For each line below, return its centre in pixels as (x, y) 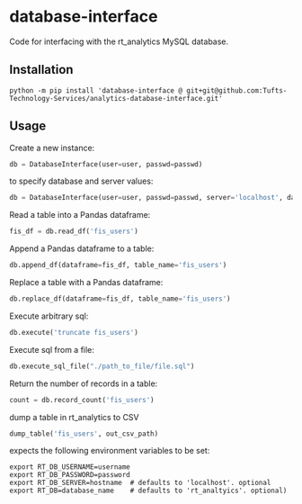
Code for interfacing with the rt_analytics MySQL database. (119, 41)
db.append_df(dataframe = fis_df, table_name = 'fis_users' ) (118, 265)
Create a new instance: (52, 148)
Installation (41, 70)
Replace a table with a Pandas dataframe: (86, 283)
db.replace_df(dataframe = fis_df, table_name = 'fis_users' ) (120, 299)
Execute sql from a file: (52, 349)
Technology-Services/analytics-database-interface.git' (116, 98)
